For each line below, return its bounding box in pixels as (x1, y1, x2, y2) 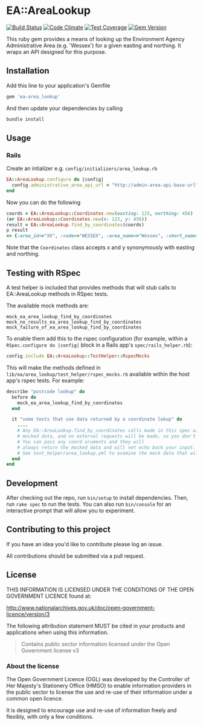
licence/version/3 (6, 610, 50, 618)
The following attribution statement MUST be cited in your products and (6, 622, 185, 629)
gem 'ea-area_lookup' (6, 93, 61, 100)
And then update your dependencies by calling (6, 104, 123, 112)
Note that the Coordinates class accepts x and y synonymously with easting (6, 244, 195, 251)
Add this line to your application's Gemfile (6, 82, 111, 89)
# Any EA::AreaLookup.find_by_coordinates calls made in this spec (17, 428, 190, 434)
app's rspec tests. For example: (6, 376, 85, 384)
